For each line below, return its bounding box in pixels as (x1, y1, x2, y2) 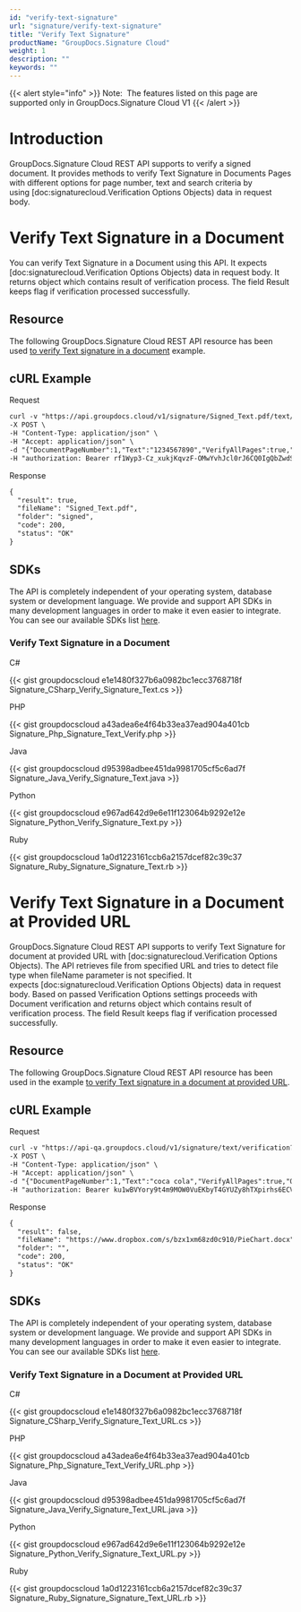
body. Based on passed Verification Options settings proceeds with (9, 988, 258, 999)
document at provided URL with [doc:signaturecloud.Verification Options (9, 951, 278, 961)
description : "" (9, 55, 70, 64)
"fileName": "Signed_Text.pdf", (17, 504, 139, 513)
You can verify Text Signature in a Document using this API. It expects (9, 257, 267, 268)
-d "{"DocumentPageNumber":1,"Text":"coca (9, 1177, 170, 1185)
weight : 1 (9, 47, 47, 56)
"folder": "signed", (17, 513, 94, 522)
